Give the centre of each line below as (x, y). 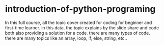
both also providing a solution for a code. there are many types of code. (78, 33)
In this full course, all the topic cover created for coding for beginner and (79, 23)
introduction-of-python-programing (80, 9)
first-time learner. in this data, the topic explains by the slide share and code (82, 27)
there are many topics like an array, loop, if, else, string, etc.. (66, 38)
